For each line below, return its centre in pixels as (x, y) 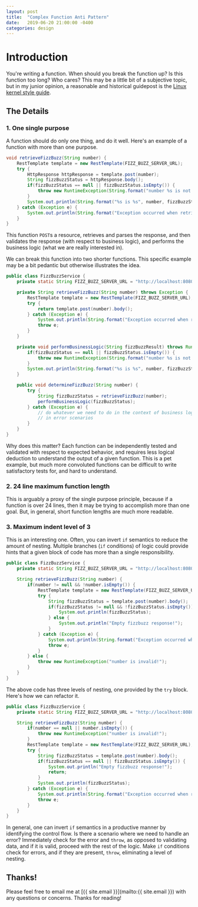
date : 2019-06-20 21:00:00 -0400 (50, 22)
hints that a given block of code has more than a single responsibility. (90, 552)
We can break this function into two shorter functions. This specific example (99, 259)
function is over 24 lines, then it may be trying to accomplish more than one (98, 505)
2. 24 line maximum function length (58, 486)
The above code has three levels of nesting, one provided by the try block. (97, 690)
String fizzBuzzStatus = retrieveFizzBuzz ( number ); (102, 396)
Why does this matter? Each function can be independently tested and (92, 446)
